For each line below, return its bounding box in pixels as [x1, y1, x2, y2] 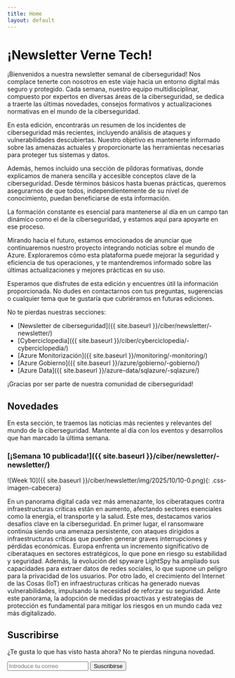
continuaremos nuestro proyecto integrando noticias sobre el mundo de [7, 243, 215, 252]
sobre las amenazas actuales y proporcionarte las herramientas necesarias [7, 143, 224, 151]
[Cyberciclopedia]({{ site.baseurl [17, 337, 113, 345]
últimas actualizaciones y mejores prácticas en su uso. [7, 266, 166, 274]
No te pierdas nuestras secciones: [7, 308, 107, 316]
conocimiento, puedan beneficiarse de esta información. [7, 194, 170, 203]
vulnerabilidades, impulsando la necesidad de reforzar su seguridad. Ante [7, 586, 221, 595]
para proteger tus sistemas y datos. [7, 151, 110, 159]
